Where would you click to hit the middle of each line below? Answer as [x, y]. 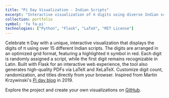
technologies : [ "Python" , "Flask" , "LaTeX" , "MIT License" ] [70, 29]
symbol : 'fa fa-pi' [26, 24]
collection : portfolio [29, 19]
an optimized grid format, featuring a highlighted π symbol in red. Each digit [83, 54]
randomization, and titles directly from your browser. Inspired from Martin [81, 75]
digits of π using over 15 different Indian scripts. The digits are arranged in [82, 48]
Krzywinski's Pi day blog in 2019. [39, 80]
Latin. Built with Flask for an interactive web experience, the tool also [76, 64]
